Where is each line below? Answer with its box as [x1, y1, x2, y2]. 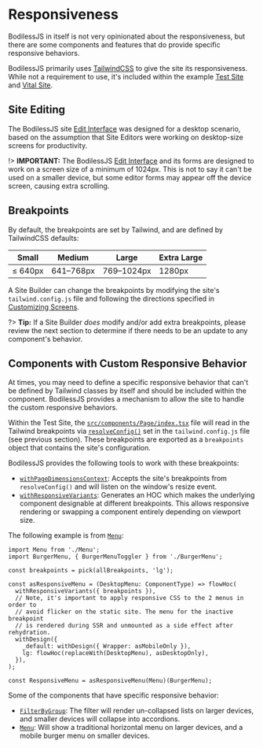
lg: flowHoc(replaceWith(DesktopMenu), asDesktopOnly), [22, 650, 210, 657]
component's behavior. [8, 334, 83, 343]
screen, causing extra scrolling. [8, 181, 110, 191]
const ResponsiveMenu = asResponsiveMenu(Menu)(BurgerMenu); [8, 677, 213, 685]
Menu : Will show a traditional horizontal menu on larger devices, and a [19, 723, 243, 732]
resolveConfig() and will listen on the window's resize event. [19, 482, 217, 491]
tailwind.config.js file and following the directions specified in [8, 294, 214, 303]
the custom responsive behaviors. [8, 403, 118, 413]
